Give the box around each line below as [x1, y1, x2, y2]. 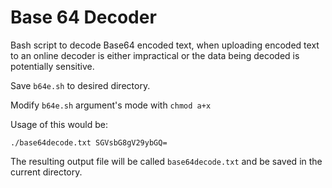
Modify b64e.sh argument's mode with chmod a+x [10, 99, 212, 111]
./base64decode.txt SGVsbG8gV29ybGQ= [10, 137, 168, 148]
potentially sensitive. [10, 60, 95, 72]
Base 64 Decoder [10, 6, 157, 29]
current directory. [10, 166, 83, 178]
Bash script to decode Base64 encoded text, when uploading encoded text [10, 39, 320, 51]
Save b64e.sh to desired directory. [10, 79, 151, 91]
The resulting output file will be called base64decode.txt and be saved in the [10, 155, 323, 167]
